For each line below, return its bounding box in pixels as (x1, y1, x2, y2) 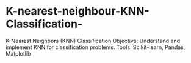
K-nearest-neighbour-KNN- (5, 4, 150, 18)
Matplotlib (5, 50, 31, 57)
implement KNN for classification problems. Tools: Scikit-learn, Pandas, (5, 44, 186, 51)
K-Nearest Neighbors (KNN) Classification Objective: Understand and (5, 37, 181, 44)
